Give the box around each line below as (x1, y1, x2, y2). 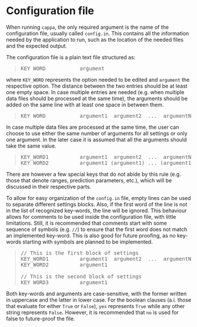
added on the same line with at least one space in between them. (6, 101, 164, 108)
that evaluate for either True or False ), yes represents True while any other (6, 302, 185, 309)
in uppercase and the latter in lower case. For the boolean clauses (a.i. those (6, 296, 192, 303)
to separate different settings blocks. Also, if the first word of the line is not (6, 201, 188, 208)
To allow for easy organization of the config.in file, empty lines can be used (6, 194, 191, 201)
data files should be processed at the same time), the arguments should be (6, 95, 188, 102)
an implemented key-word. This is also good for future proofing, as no (6, 232, 176, 239)
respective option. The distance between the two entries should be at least (6, 82, 188, 89)
